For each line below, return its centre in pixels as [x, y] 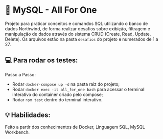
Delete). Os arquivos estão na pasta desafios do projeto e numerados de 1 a [81, 39]
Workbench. [17, 132]
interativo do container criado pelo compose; [58, 94]
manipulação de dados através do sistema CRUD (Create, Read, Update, [78, 34]
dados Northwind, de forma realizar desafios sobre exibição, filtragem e [78, 28]
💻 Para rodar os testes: [42, 60]
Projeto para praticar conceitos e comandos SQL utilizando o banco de [77, 23]
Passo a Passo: [20, 74]
